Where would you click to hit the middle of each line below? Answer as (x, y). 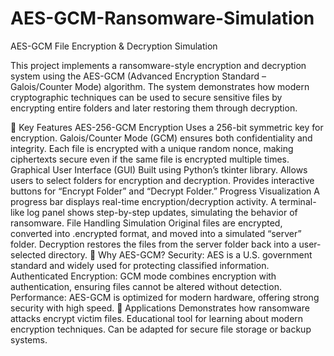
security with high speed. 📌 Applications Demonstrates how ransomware (160, 308)
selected (28, 254)
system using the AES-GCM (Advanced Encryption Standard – (138, 76)
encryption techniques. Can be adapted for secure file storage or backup (161, 329)
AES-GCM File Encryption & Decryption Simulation (114, 46)
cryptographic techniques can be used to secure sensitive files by (146, 97)
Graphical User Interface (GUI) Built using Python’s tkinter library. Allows (159, 169)
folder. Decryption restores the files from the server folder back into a (153, 244)
